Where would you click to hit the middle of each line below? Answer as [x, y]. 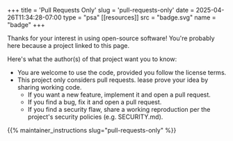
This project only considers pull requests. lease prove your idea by [113, 80]
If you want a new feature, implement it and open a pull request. [119, 94]
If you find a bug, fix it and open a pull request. [95, 102]
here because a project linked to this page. [69, 45]
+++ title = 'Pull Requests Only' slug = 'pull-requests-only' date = [101, 10]
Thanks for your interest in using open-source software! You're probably [111, 38]
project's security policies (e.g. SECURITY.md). [95, 117]
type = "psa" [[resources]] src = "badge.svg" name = [140, 17]
